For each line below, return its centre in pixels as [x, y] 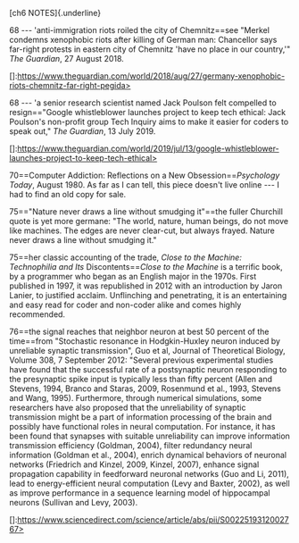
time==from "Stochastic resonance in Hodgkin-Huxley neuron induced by [145, 341]
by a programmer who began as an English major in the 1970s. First [133, 276]
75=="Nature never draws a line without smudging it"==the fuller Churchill [146, 212]
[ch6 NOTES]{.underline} [55, 13]
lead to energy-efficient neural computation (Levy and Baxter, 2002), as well [149, 483]
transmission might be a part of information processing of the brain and [141, 417]
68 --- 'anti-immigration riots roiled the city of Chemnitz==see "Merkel [140, 30]
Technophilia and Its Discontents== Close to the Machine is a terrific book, [146, 267]
